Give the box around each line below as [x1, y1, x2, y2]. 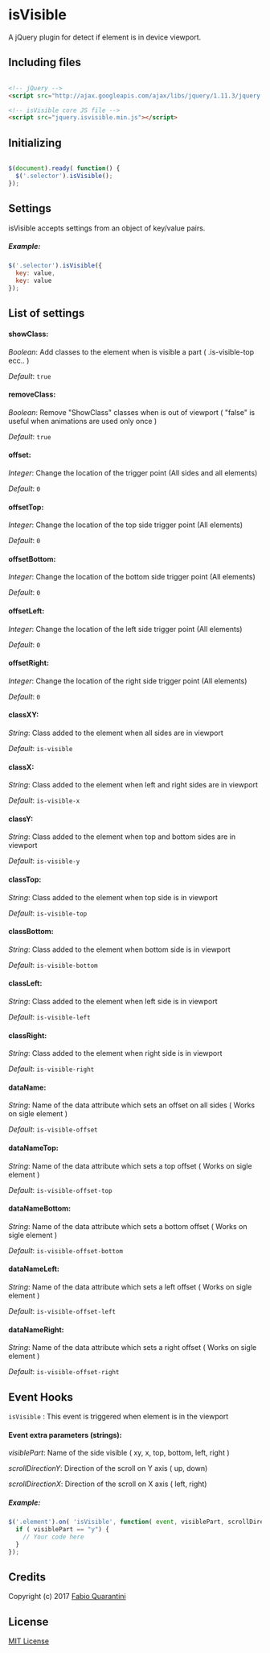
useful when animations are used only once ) [8, 416, 157, 426]
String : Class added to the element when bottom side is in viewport [8, 945, 231, 954]
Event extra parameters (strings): [8, 1430, 122, 1439]
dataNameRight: [8, 1324, 64, 1335]
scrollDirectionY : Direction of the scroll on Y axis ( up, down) [8, 1464, 208, 1473]
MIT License [8, 1636, 50, 1646]
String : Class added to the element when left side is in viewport [8, 997, 219, 1006]
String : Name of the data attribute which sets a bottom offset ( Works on [8, 1221, 247, 1231]
